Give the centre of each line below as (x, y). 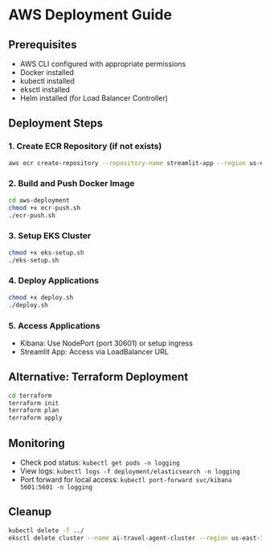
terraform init (34, 403)
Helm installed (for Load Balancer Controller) (94, 98)
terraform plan (34, 411)
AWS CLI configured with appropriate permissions (103, 64)
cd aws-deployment (39, 200)
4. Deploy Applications (53, 281)
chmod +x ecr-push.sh (45, 208)
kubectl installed (47, 81)
